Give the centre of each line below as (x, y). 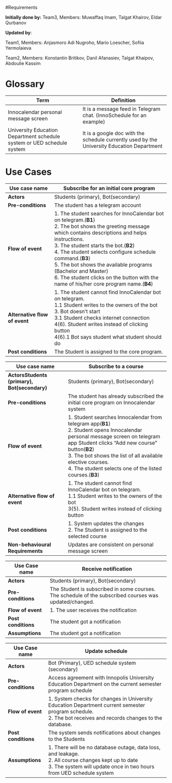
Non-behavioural (29, 545)
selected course (87, 536)
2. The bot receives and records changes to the (105, 717)
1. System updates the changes (106, 523)
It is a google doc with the (114, 133)
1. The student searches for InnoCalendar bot (109, 213)
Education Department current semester (97, 705)
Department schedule (34, 136)
